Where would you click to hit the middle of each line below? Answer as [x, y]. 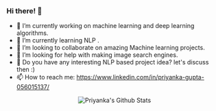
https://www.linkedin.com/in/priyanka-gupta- [141, 77]
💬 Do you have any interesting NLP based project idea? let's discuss [112, 62]
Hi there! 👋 [24, 11]
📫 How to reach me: [46, 77]
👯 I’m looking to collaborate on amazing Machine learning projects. [110, 48]
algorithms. [32, 33]
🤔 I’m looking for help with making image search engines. [97, 55]
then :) [26, 70]
